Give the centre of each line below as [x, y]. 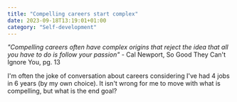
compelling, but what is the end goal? [62, 91]
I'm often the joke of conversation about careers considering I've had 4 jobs [118, 76]
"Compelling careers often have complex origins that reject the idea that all [118, 47]
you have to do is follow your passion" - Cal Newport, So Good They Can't [117, 55]
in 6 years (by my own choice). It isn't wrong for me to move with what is [114, 84]
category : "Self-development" [52, 27]
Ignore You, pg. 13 [34, 62]
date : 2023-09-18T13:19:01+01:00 [57, 21]
